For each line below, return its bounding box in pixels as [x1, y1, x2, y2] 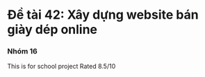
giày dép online [7, 22, 98, 37]
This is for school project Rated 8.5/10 [7, 62, 116, 71]
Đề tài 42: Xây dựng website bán [7, 7, 199, 23]
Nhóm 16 [7, 46, 38, 56]
